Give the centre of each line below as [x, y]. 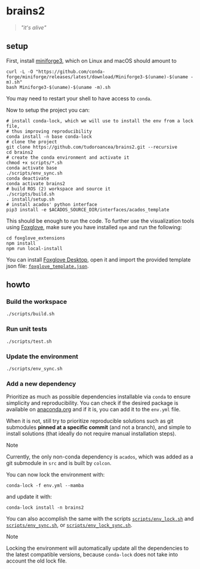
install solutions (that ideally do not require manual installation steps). [91, 433]
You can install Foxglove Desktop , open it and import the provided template [99, 259]
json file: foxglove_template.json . [48, 266]
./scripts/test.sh [29, 342]
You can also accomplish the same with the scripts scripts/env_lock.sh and [100, 519]
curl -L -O [20, 72]
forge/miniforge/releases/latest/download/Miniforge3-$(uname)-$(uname [97, 77]
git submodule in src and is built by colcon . [59, 463]
